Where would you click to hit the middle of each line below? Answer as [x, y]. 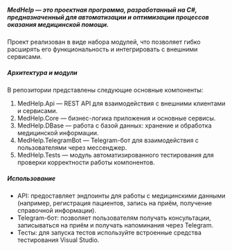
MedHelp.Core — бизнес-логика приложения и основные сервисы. [116, 118]
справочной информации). [57, 210]
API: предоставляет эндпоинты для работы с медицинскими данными [121, 196]
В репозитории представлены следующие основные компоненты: [105, 89]
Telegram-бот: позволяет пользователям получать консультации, [114, 218]
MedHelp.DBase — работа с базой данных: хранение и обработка [114, 125]
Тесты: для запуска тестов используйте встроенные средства [109, 232]
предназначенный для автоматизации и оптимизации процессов [108, 17]
